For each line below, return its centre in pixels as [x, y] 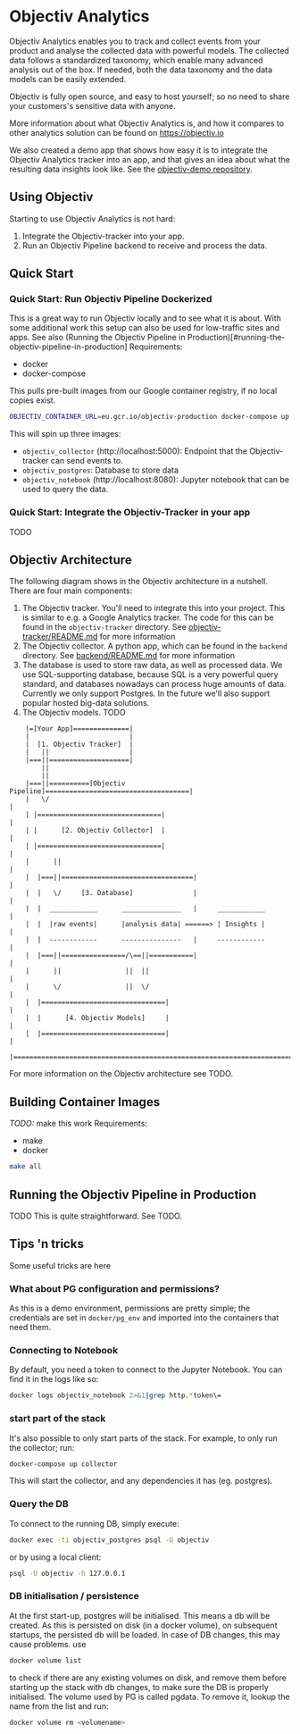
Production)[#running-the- [236, 338]
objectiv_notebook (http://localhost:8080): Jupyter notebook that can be [156, 480]
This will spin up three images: [65, 434]
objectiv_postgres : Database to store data [100, 470]
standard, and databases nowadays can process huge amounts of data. [154, 684]
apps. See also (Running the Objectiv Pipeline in [97, 338]
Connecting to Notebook [64, 1350]
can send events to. [87, 461]
